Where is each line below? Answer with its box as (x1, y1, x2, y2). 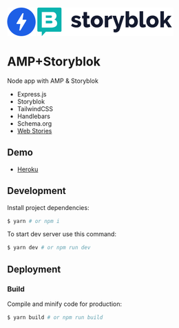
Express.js (17, 90, 47, 98)
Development (7, 185, 67, 197)
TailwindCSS (17, 104, 54, 113)
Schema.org (17, 119, 52, 128)
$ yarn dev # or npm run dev (7, 244, 91, 251)
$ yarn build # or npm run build (7, 314, 103, 321)
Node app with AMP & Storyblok (7, 77, 98, 85)
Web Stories (17, 126, 52, 135)
